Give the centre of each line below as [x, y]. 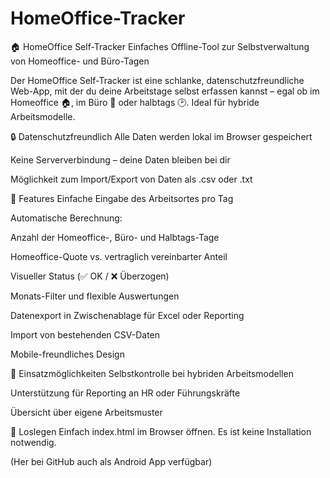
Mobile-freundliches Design [67, 354]
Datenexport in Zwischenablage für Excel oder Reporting [127, 315]
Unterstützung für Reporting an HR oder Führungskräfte [125, 393]
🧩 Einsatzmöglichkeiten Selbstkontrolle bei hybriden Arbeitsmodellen [152, 373]
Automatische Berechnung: [66, 218]
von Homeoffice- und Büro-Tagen [80, 61]
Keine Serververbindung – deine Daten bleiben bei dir [120, 159]
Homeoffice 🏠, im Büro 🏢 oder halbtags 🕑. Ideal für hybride [135, 102]
